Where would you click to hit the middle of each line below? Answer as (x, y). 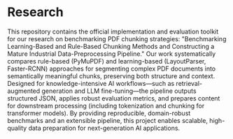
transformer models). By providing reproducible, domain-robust (99, 113)
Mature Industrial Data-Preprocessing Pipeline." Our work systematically (112, 54)
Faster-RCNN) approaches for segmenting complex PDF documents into (111, 68)
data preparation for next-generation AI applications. (104, 128)
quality (17, 128)
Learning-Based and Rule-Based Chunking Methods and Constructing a (111, 46)
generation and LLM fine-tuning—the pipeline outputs (119, 91)
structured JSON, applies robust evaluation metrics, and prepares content (114, 98)
